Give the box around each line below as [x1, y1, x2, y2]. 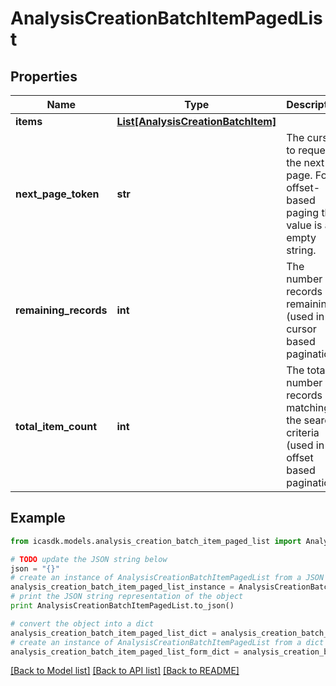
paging [286, 206, 320, 219]
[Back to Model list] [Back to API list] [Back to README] [10, 665, 240, 677]
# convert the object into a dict [10, 618, 155, 629]
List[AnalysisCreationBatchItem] [116, 115, 277, 128]
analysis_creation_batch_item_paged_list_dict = [10, 628, 217, 638]
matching [286, 401, 331, 414]
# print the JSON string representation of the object [10, 592, 244, 602]
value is [286, 218, 323, 232]
